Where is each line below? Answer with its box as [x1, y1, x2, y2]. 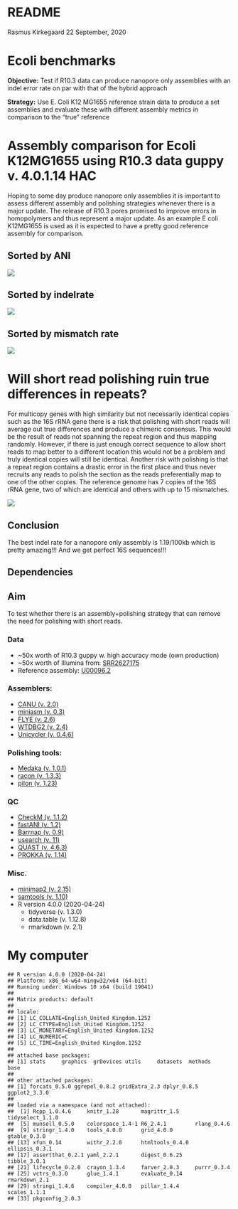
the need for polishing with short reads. [7, 617, 123, 626]
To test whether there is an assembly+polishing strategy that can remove [7, 609, 222, 618]
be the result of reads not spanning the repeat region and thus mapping [7, 432, 217, 441]
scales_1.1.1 [7, 1188, 46, 1195]
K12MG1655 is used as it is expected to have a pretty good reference [7, 221, 209, 230]
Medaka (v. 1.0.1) [17, 764, 67, 772]
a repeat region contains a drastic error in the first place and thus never [7, 463, 217, 472]
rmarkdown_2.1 [7, 1176, 50, 1183]
